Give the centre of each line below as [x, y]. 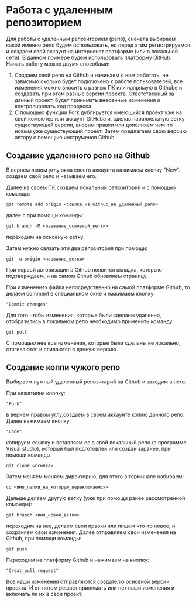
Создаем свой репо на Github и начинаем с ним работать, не [91, 75]
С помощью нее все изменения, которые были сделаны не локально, [93, 342]
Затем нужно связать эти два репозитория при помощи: [77, 248]
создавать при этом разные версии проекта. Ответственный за [94, 94]
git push [17, 549]
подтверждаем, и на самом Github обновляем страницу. [77, 276]
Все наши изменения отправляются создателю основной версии [88, 581]
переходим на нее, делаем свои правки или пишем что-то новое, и [91, 526]
